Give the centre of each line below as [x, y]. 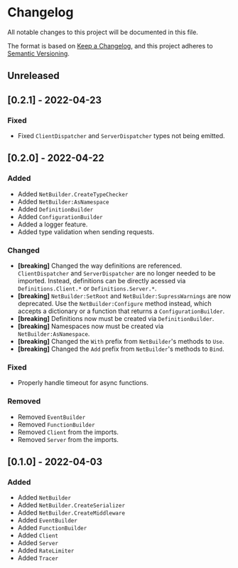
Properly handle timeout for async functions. [83, 383]
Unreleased [34, 76]
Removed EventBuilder [52, 416]
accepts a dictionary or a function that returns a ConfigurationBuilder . [121, 311]
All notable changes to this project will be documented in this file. [103, 32]
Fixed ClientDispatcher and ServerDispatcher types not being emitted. [121, 136]
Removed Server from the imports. [68, 439]
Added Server [38, 543]
